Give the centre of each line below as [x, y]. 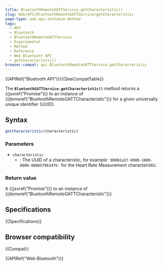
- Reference [22, 51]
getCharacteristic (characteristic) [42, 131]
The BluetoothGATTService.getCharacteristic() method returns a [72, 89]
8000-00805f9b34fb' [40, 166]
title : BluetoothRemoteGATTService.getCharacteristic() [64, 10]
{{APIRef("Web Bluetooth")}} [34, 259]
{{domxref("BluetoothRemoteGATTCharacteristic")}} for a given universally [81, 99]
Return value [21, 178]
